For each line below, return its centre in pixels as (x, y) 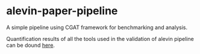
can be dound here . (31, 45)
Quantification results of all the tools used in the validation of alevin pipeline (100, 39)
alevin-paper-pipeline (62, 11)
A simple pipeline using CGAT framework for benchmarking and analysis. (97, 27)
